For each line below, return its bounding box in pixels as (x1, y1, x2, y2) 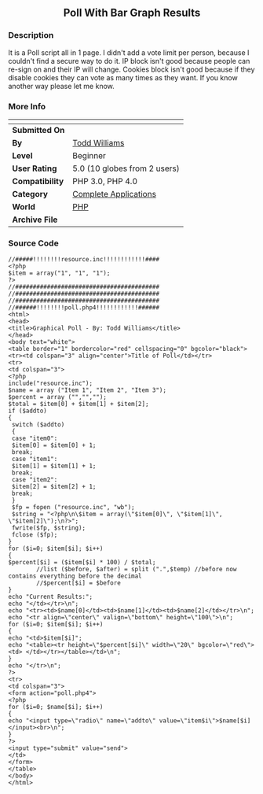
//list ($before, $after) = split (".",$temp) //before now (36, 566, 237, 574)
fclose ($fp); (11, 531, 58, 539)
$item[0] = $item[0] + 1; (11, 441, 97, 449)
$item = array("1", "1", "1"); (8, 269, 111, 278)
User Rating (12, 163, 57, 174)
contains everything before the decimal (8, 572, 143, 581)
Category (12, 188, 49, 199)
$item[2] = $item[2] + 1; (11, 483, 97, 491)
